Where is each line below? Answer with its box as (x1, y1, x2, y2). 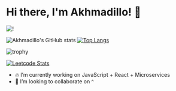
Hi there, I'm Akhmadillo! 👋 (6, 5, 142, 19)
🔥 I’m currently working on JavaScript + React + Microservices (14, 71, 171, 78)
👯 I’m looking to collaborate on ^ (14, 77, 94, 85)
